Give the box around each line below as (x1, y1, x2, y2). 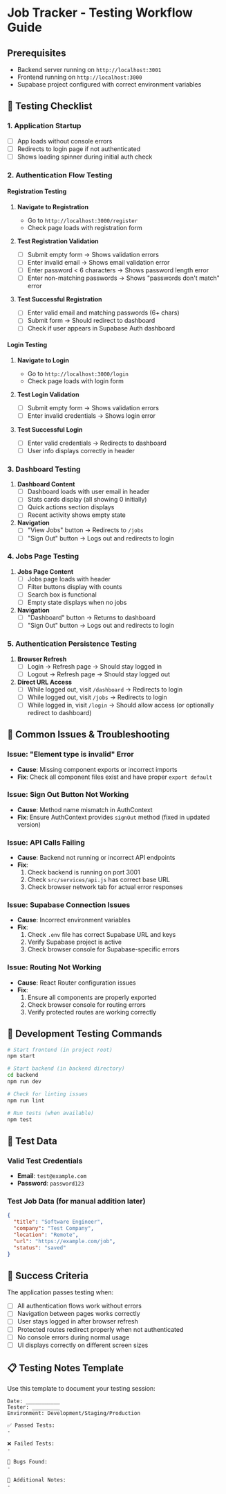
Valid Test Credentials (7, 1156, 83, 1166)
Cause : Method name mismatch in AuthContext (17, 805, 153, 814)
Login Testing (7, 341, 48, 349)
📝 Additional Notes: (7, 1476, 67, 1484)
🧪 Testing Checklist (7, 100, 93, 112)
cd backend (7, 1072, 39, 1079)
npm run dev (7, 1078, 41, 1085)
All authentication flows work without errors (17, 1301, 142, 1310)
